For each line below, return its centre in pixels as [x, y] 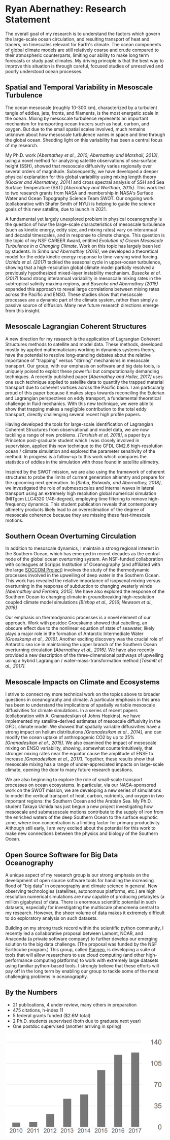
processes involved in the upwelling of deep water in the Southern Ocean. [83, 575]
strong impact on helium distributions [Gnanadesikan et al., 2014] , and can [83, 732]
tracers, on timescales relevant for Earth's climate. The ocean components [83, 44]
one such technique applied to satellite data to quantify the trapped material [84, 382]
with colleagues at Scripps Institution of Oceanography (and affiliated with [83, 564]
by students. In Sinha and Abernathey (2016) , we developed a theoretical [82, 251]
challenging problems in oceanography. [47, 977]
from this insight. [23, 311]
